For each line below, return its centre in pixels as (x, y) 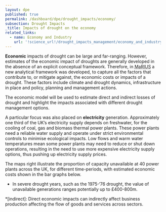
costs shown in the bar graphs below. (43, 174)
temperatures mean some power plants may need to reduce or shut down (80, 144)
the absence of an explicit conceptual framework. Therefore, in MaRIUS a (80, 66)
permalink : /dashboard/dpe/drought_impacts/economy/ (61, 19)
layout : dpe (17, 10)
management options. (27, 107)
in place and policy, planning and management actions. (61, 88)
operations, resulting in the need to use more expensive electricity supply (80, 149)
